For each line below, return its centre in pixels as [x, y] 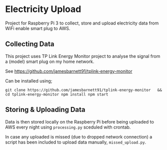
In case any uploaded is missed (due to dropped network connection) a [79, 136]
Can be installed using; [29, 80]
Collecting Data [30, 44]
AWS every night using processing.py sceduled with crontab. [68, 127]
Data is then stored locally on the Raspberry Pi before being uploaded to [79, 121]
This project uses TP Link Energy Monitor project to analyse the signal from [83, 56]
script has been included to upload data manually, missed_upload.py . [76, 142]
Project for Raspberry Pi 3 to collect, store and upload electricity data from [82, 23]
